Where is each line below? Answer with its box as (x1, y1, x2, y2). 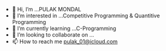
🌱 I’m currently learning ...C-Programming (12, 25, 116, 32)
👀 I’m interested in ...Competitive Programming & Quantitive (12, 12, 161, 19)
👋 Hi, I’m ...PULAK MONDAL (12, 6, 82, 13)
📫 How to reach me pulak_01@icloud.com (12, 38, 118, 45)
